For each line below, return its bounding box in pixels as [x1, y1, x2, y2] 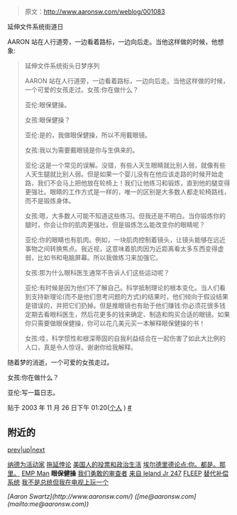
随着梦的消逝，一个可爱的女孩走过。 [7, 358, 114, 367]
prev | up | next [7, 445, 45, 454]
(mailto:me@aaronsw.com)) [7, 500, 89, 508]
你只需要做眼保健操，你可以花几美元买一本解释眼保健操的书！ [24, 319, 206, 327]
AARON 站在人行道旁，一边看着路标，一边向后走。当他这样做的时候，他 [7, 38, 218, 46]
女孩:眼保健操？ [24, 116, 71, 124]
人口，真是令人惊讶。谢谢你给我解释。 [24, 343, 137, 352]
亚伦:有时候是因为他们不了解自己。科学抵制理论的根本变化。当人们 [24, 283, 220, 292]
